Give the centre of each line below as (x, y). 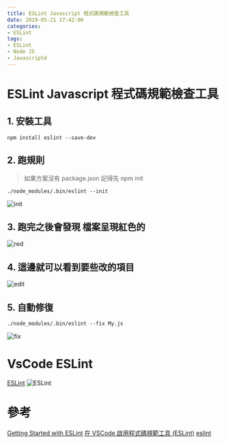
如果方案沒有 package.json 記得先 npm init (83, 178)
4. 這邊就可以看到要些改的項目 (71, 267)
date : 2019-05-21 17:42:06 (45, 20)
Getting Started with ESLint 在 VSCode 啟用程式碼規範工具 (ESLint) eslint (109, 433)
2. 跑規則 (26, 161)
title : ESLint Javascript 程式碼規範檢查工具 (68, 13)
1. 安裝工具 (30, 122)
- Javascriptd (27, 58)
